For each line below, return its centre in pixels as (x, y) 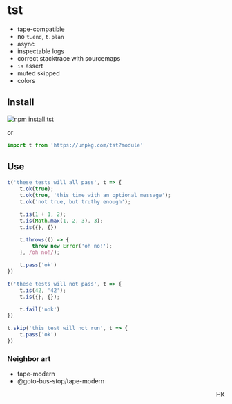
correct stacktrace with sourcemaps (69, 58)
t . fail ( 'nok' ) (40, 309)
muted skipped (38, 73)
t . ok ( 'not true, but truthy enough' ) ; (75, 202)
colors (26, 80)
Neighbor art (29, 358)
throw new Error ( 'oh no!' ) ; (72, 246)
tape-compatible (41, 29)
